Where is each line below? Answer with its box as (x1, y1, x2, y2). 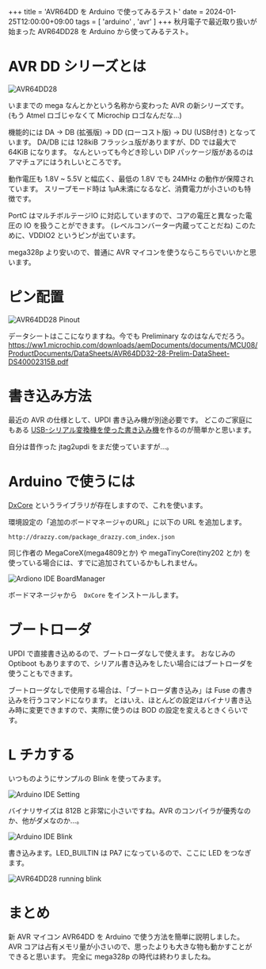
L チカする (8, 745, 75, 763)
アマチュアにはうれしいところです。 (8, 157, 126, 167)
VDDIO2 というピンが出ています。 (28, 230, 140, 240)
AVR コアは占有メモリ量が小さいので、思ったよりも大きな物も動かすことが (8, 941, 253, 951)
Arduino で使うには (8, 473, 135, 490)
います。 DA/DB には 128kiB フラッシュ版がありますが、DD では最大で (8, 137, 237, 147)
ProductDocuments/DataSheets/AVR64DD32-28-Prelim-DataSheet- (8, 348, 230, 358)
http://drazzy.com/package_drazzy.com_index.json (8, 533, 176, 541)
